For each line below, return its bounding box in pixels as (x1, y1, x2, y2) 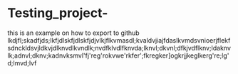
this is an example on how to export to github (7, 28, 140, 37)
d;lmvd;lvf (7, 58, 37, 67)
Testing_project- (7, 5, 108, 21)
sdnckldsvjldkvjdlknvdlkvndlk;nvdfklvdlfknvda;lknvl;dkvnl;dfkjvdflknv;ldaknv (7, 43, 232, 52)
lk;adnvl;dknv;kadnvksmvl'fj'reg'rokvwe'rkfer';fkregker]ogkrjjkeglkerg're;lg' (7, 51, 229, 60)
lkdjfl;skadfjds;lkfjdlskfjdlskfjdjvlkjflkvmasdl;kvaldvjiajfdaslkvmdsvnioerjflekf (7, 36, 231, 44)
